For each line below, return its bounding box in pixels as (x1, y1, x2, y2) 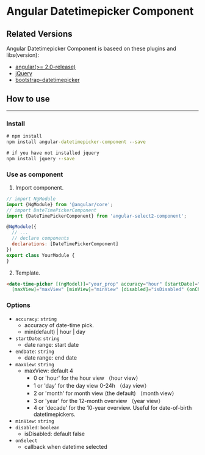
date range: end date (24, 353, 77, 361)
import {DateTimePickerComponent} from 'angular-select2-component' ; (6, 213, 187, 219)
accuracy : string (15, 315, 57, 322)
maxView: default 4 (24, 367, 73, 374)
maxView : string (15, 360, 54, 368)
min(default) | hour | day (24, 328, 85, 335)
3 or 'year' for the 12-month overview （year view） (33, 397, 164, 404)
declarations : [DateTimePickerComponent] (12, 241, 119, 247)
